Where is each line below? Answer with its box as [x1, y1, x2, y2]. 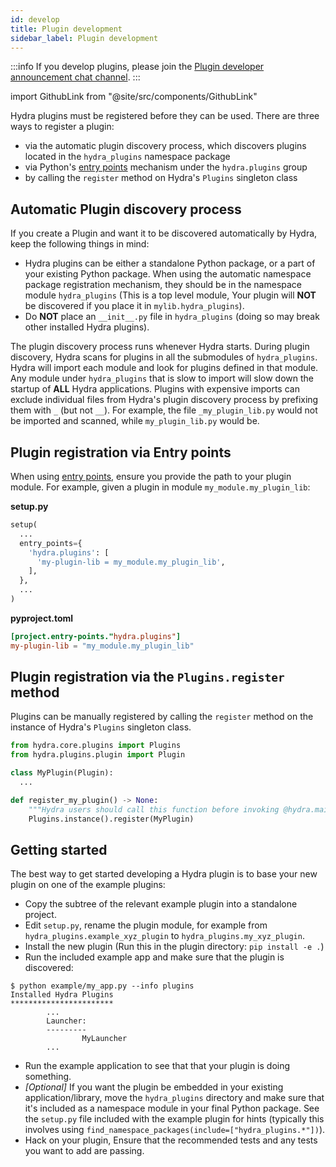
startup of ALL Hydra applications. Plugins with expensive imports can [10, 383, 300, 395]
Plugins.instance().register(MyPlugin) [28, 814, 195, 824]
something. [24, 1071, 72, 1083]
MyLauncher [81, 1034, 128, 1044]
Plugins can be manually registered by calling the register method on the [10, 711, 314, 723]
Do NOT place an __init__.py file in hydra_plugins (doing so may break [24, 311, 320, 323]
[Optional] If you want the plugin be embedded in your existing [24, 1081, 284, 1093]
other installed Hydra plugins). [24, 321, 150, 333]
